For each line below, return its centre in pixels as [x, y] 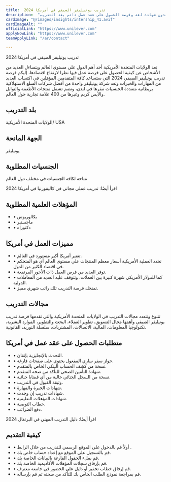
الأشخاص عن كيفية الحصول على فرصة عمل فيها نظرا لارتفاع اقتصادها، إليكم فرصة [83, 72]
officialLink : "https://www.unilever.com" [51, 29]
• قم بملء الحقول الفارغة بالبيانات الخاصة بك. [56, 458]
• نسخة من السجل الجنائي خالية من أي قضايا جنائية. [62, 377]
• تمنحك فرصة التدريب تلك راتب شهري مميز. [56, 288]
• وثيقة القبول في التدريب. [38, 382]
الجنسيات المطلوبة [32, 166]
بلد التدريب [21, 110]
